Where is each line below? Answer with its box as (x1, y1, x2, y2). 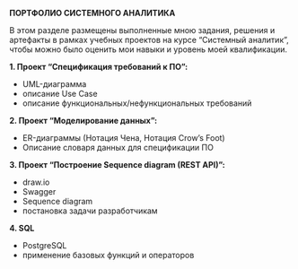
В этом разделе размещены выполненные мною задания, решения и (9, 25, 276, 35)
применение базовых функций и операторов (22, 250, 195, 260)
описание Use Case (22, 89, 98, 99)
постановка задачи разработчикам (22, 205, 159, 216)
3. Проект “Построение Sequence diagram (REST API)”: (9, 160, 226, 169)
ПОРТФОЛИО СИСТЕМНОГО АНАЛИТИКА (9, 8, 176, 18)
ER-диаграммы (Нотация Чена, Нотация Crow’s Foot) (22, 133, 226, 143)
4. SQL (9, 223, 35, 233)
